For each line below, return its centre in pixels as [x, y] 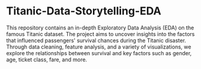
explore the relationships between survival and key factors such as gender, [99, 53]
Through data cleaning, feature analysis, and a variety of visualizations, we [99, 47]
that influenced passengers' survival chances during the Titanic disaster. [96, 40]
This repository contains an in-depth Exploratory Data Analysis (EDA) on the [100, 28]
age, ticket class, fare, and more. [47, 59]
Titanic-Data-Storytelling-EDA [84, 11]
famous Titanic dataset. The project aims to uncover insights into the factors [100, 34]
